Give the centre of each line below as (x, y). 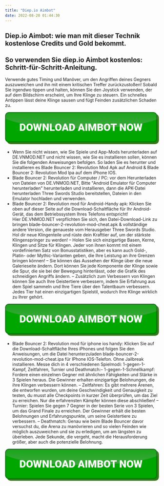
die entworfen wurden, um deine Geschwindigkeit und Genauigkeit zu (82, 390)
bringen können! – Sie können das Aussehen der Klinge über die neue (82, 260)
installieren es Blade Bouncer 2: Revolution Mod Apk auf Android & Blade (85, 167)
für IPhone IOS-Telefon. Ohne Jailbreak (104, 359)
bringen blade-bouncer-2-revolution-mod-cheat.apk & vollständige (80, 224)
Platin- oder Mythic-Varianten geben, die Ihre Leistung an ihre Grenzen (83, 255)
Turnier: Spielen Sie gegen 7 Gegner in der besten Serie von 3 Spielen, (83, 406)
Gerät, (19, 214)
